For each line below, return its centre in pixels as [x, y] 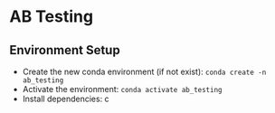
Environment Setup [65, 50]
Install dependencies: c [66, 99]
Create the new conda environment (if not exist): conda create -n [144, 71]
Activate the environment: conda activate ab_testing [123, 89]
